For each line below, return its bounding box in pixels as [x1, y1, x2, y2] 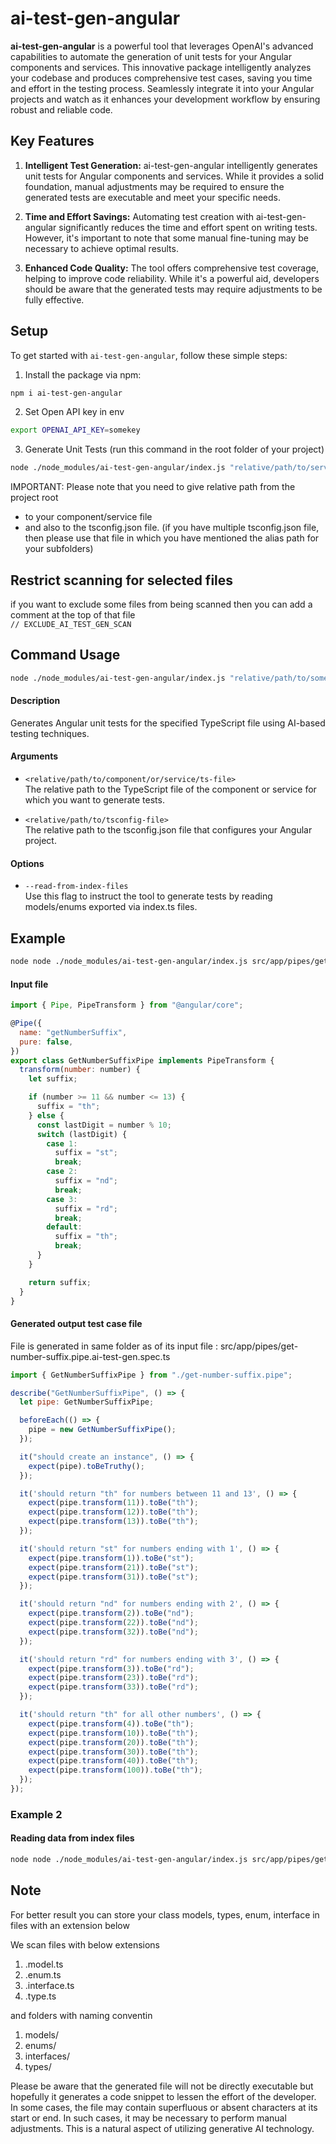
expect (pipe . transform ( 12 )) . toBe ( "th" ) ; [28, 1507, 199, 1517]
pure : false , [19, 1037, 74, 1047]
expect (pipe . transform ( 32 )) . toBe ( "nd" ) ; [28, 1627, 199, 1637]
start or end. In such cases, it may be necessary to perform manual [10, 2112, 287, 2124]
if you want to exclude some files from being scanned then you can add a [10, 598, 313, 610]
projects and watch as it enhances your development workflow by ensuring [10, 93, 321, 105]
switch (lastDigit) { [36, 1129, 128, 1139]
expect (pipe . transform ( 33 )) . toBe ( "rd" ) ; [28, 1682, 199, 1692]
